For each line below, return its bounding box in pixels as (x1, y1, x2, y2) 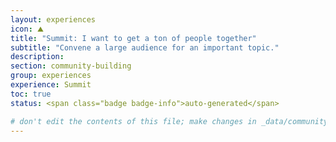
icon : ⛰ (10, 24, 44, 34)
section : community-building (10, 61, 132, 71)
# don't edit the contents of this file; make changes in (10, 116, 257, 126)
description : (10, 52, 65, 62)
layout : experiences (10, 14, 97, 25)
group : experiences (10, 71, 92, 81)
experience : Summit (10, 80, 92, 90)
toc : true (10, 89, 52, 99)
